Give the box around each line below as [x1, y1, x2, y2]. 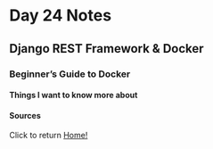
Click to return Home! [9, 130, 88, 141]
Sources [9, 110, 42, 120]
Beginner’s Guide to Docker [9, 68, 131, 80]
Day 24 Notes [9, 5, 112, 26]
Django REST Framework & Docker [9, 41, 204, 56]
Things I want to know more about [9, 90, 138, 101]
